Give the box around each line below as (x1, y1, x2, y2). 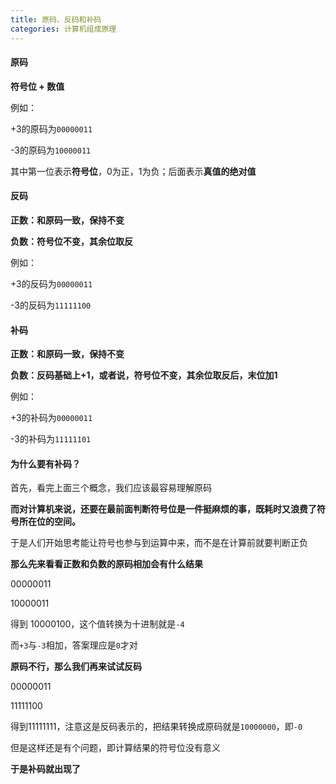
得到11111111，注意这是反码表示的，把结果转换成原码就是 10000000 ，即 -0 (10, 721, 303, 733)
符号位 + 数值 (10, 80, 65, 92)
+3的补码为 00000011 (10, 412, 93, 424)
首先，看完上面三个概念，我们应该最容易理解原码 (10, 482, 212, 494)
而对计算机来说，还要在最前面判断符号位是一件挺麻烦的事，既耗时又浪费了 (10, 503, 317, 515)
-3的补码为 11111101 (10, 433, 92, 445)
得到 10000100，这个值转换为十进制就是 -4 (10, 618, 185, 630)
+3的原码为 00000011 (10, 122, 93, 135)
